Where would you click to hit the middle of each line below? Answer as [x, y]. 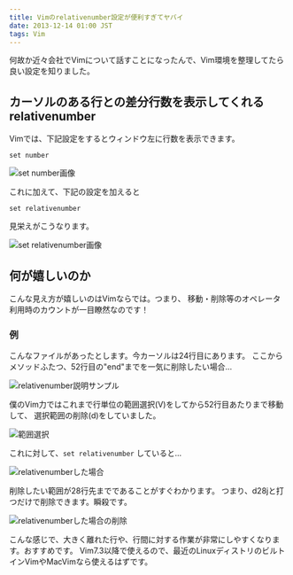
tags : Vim [27, 34]
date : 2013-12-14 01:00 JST [61, 26]
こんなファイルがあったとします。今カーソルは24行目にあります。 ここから [146, 356]
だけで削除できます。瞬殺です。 [74, 502]
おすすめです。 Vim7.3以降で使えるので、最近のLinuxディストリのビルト [154, 551]
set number [29, 156]
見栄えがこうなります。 [52, 226]
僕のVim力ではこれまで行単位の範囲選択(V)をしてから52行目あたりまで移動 [146, 405]
